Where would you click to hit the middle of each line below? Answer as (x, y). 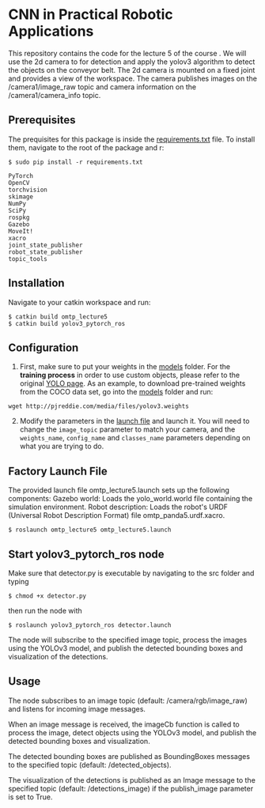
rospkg (19, 217)
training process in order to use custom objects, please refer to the (130, 375)
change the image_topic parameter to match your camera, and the (127, 429)
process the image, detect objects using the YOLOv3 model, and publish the (132, 732)
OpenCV (19, 183)
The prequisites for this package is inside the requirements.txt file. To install (132, 139)
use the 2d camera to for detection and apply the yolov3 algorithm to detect (132, 62)
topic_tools (28, 259)
